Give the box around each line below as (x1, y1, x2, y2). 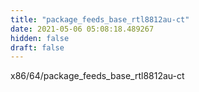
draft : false (10, 42, 65, 53)
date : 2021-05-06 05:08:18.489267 (10, 24, 155, 34)
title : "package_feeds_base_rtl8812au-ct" (10, 14, 190, 25)
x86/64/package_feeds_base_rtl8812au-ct (10, 70, 185, 82)
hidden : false (10, 33, 70, 43)
